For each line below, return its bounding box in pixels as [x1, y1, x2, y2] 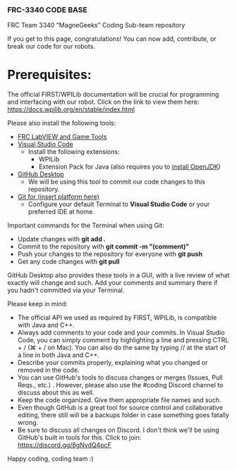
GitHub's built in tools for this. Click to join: [17, 433, 142, 442]
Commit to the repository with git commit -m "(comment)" [17, 242, 190, 251]
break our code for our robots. [7, 42, 95, 51]
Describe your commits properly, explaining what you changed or [17, 358, 208, 367]
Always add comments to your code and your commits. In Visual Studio [17, 328, 225, 337]
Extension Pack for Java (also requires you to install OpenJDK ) [38, 162, 221, 171]
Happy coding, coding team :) [7, 454, 94, 463]
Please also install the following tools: [7, 119, 116, 128]
